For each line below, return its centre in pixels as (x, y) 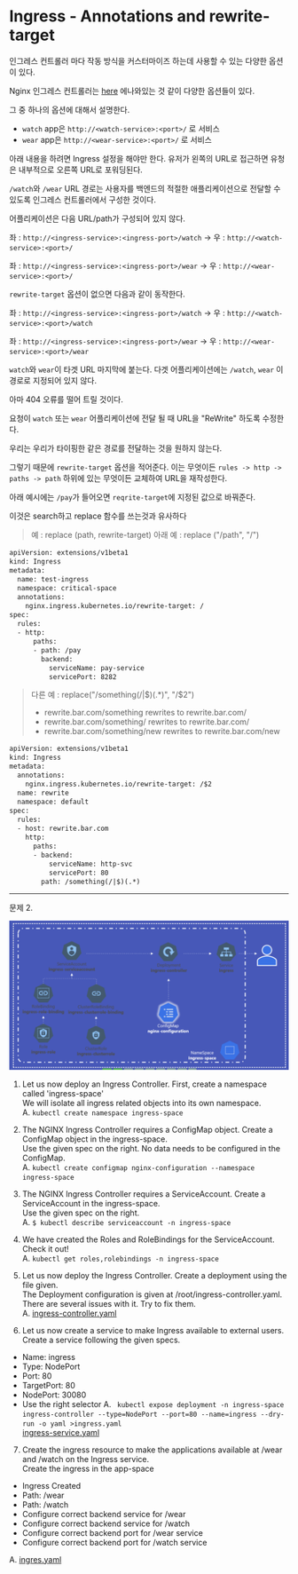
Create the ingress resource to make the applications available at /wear (152, 1450)
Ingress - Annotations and (107, 16)
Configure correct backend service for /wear (104, 1514)
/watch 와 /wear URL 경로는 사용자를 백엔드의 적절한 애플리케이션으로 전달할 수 (145, 188)
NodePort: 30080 (54, 1395)
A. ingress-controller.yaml (69, 1313)
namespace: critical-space (67, 588)
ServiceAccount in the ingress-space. (91, 1203)
